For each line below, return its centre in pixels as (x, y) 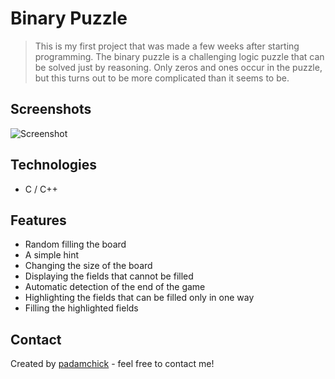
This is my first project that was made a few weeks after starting (167, 46)
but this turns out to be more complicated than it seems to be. (162, 78)
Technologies (54, 165)
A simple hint (52, 255)
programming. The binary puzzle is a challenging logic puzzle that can (179, 56)
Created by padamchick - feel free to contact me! (112, 364)
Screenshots (51, 109)
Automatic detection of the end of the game (115, 287)
